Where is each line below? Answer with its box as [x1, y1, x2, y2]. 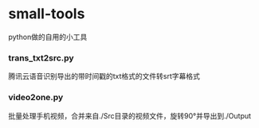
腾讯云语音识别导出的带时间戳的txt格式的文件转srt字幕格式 [8, 72, 201, 81]
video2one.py [8, 92, 64, 103]
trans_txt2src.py [8, 52, 74, 64]
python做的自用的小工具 [8, 32, 88, 41]
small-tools [8, 5, 85, 23]
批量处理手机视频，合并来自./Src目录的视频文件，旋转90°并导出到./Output [8, 111, 252, 120]
